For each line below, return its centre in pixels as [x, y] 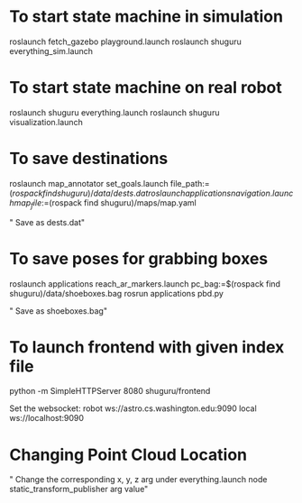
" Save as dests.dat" [47, 222]
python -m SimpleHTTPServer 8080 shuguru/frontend [110, 391]
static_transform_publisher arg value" [79, 489]
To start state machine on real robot [146, 88]
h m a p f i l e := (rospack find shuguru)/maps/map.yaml [103, 203]
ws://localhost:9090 [46, 418]
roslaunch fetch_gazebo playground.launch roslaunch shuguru [125, 41]
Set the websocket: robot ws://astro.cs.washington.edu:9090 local [133, 408]
